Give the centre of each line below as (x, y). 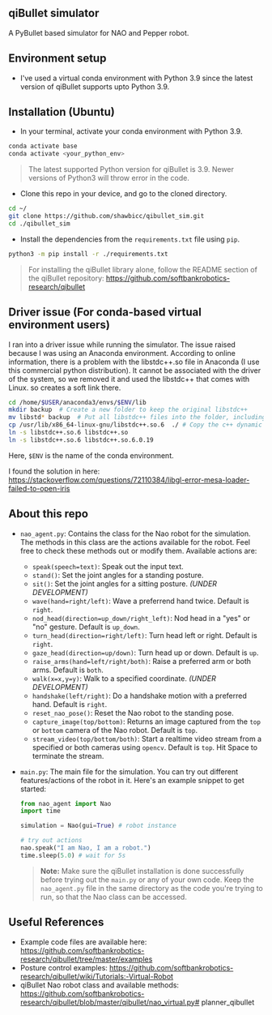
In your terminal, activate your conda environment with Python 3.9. (131, 131)
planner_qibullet (228, 1002)
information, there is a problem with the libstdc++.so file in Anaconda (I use (134, 362)
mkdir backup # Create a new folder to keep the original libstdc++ (128, 410)
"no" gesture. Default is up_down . (86, 627)
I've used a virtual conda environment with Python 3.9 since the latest (136, 78)
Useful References (56, 922)
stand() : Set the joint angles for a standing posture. (118, 575)
